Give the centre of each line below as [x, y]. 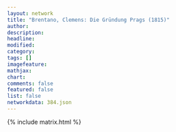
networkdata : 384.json [39, 103]
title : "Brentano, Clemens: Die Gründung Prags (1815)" [88, 20]
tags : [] [20, 58]
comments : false [30, 83]
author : [18, 26]
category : [21, 52]
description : [26, 32]
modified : [21, 45]
